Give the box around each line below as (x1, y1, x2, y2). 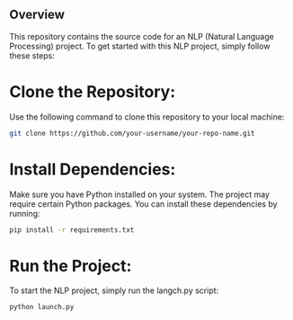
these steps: (9, 49, 56, 61)
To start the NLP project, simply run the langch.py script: (9, 285, 219, 296)
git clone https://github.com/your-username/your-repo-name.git (9, 129, 255, 138)
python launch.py (9, 303, 75, 312)
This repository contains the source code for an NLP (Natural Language (9, 31, 274, 41)
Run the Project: (9, 255, 132, 276)
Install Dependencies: (9, 159, 176, 179)
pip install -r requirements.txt (9, 225, 135, 235)
